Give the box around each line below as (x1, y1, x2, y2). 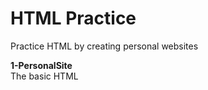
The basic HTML (10, 70, 79, 82)
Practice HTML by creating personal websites (10, 40, 199, 52)
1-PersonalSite (10, 59, 73, 71)
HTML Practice (10, 7, 137, 30)
